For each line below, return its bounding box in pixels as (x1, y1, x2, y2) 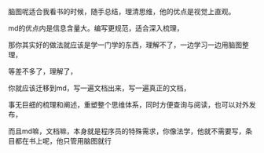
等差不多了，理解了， (8, 67, 77, 76)
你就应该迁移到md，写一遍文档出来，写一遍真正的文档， (8, 83, 191, 93)
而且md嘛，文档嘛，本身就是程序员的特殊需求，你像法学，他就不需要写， (8, 126, 246, 136)
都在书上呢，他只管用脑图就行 (14, 137, 112, 145)
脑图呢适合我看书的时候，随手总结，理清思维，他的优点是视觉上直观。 (8, 7, 236, 16)
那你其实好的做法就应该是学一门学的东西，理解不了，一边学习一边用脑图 (8, 40, 242, 49)
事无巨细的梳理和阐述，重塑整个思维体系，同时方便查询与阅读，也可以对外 (8, 100, 249, 109)
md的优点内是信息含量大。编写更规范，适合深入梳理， (8, 24, 184, 33)
